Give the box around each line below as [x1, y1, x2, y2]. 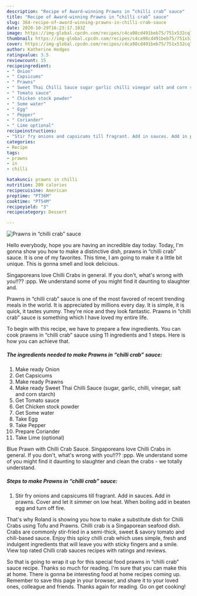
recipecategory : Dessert [6, 209, 67, 215]
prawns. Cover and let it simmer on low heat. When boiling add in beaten [15, 498, 191, 505]
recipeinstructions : [6, 128, 57, 134]
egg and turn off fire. [15, 505, 66, 512]
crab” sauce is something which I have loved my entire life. [6, 314, 148, 321]
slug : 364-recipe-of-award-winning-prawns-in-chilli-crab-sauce [6, 19, 167, 25]
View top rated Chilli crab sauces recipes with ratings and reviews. [6, 547, 167, 554]
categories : [6, 138, 36, 145]
